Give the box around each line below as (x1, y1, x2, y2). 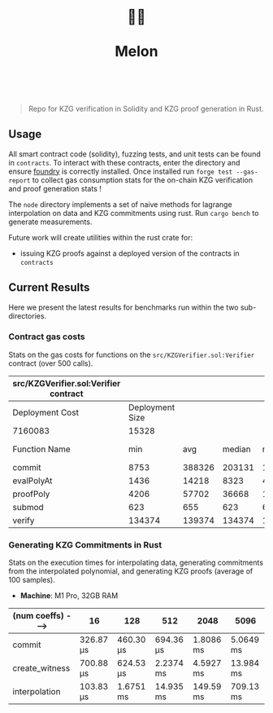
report (8, 176, 31, 185)
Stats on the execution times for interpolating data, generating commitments (8, 557, 264, 568)
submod (12, 501, 45, 513)
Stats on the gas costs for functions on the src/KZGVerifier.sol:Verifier (8, 350, 255, 359)
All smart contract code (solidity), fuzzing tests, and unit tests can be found (8, 149, 262, 159)
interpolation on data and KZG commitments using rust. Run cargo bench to (8, 208, 259, 218)
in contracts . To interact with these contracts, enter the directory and (8, 157, 240, 167)
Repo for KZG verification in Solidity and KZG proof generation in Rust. (28, 103, 264, 113)
